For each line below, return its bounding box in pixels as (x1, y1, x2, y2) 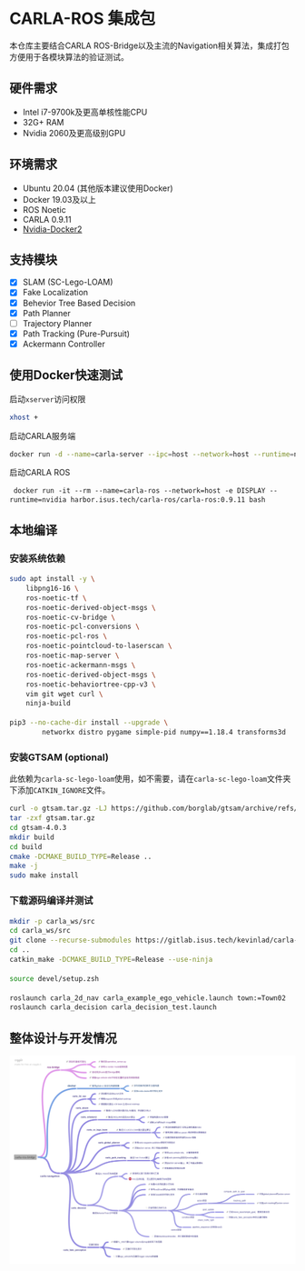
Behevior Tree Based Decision (22, 297, 136, 308)
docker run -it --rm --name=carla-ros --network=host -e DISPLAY (13, 486, 266, 495)
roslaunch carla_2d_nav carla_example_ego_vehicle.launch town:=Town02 (9, 993, 286, 1003)
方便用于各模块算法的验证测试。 (9, 51, 129, 62)
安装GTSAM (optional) (9, 751, 109, 764)
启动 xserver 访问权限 (9, 393, 86, 405)
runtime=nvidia (9, 495, 67, 505)
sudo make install (9, 871, 79, 880)
